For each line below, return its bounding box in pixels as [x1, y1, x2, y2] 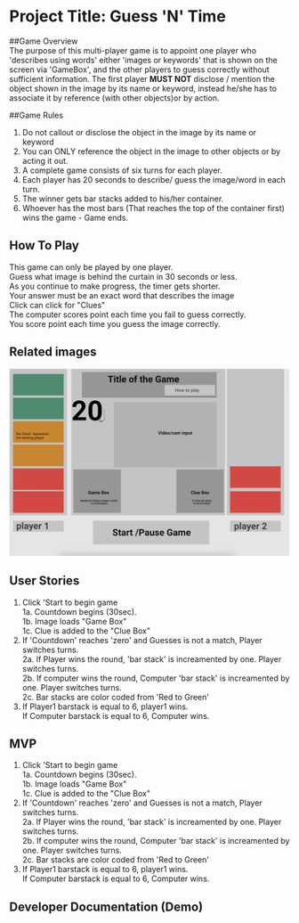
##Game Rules [9, 110, 64, 120]
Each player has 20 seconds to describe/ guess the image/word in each [21, 174, 287, 184]
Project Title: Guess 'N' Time [9, 6, 227, 27]
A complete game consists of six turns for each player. [21, 165, 222, 176]
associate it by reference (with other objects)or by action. [9, 92, 220, 103]
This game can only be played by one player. [9, 261, 174, 273]
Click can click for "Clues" [9, 299, 106, 310]
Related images [9, 345, 97, 360]
